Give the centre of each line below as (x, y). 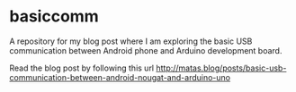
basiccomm (54, 17)
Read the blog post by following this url (82, 68)
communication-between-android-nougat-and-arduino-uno (120, 77)
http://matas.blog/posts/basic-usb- (221, 68)
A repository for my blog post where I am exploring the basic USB (131, 41)
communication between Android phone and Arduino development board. (146, 50)
